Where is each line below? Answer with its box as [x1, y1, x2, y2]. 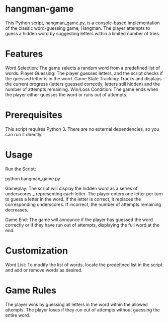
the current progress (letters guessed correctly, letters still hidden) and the [5, 81, 160, 87]
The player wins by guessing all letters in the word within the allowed [5, 301, 148, 307]
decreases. [5, 206, 29, 212]
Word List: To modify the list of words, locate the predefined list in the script [5, 261, 162, 267]
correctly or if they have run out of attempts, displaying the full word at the [5, 222, 160, 228]
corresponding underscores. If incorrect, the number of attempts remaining [5, 201, 161, 207]
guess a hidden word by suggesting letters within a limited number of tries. [5, 30, 160, 36]
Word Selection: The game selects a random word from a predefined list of [5, 65, 160, 71]
